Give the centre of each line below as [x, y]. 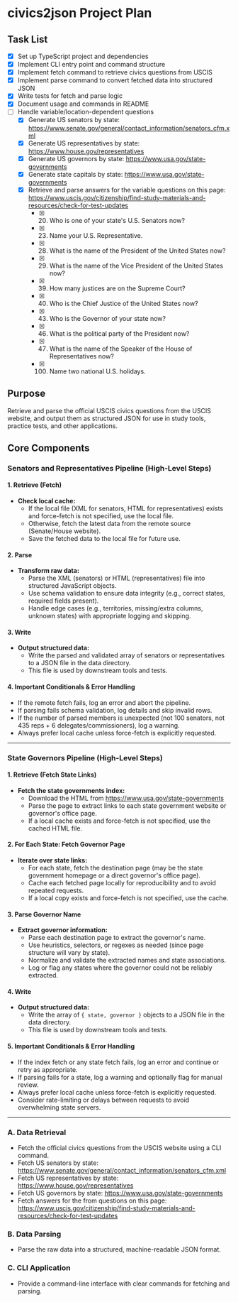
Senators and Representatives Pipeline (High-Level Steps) [109, 468]
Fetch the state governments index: [71, 790]
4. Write [19, 991]
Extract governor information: [62, 930]
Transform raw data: [49, 571]
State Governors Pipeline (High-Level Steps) [85, 757]
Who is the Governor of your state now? [108, 318]
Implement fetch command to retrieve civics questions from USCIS [115, 72]
